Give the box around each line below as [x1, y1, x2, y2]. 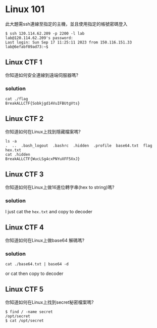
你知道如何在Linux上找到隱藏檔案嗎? [5, 128, 81, 134]
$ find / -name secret [5, 309, 53, 314]
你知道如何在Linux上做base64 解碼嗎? [5, 237, 85, 243]
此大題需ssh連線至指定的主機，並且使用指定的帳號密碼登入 [5, 21, 128, 27]
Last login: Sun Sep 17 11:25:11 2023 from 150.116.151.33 [5, 39, 132, 45]
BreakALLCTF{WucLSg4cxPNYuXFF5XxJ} [5, 156, 80, 161]
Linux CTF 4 [5, 223, 44, 232]
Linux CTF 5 [5, 285, 44, 294]
